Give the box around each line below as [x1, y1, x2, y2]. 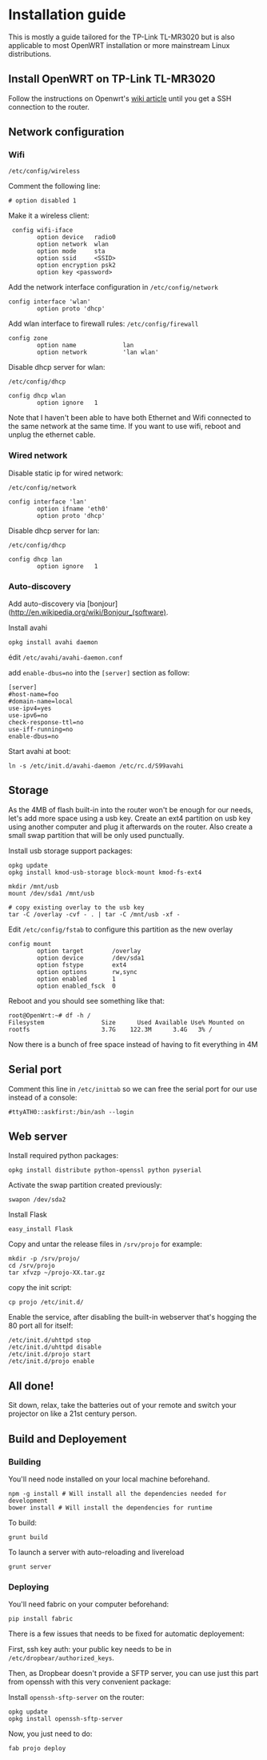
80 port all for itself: [8, 1321, 74, 1330]
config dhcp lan [8, 555, 62, 563]
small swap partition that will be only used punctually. [8, 830, 185, 840]
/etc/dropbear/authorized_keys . [8, 1653, 114, 1662]
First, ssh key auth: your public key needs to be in [8, 1645, 172, 1654]
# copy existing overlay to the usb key [8, 903, 145, 912]
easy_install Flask [8, 1225, 74, 1233]
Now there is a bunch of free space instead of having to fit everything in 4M [8, 1039, 258, 1049]
